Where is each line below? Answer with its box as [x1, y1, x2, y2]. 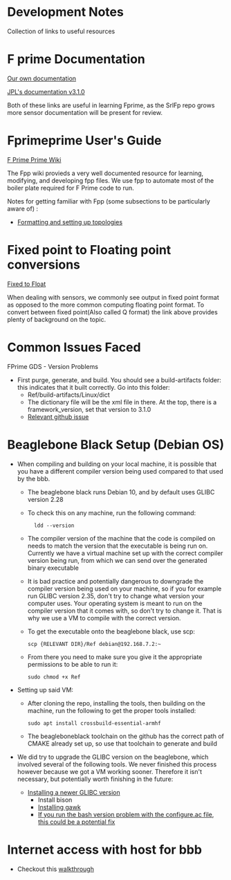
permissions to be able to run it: [27, 660, 118, 668]
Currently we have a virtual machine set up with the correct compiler [27, 548, 223, 557]
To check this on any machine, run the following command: [27, 508, 196, 517]
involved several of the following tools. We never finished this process [17, 760, 217, 769]
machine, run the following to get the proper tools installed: [27, 706, 196, 715]
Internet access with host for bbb [7, 842, 203, 857]
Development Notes [7, 4, 124, 20]
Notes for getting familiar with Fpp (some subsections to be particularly [7, 197, 211, 205]
